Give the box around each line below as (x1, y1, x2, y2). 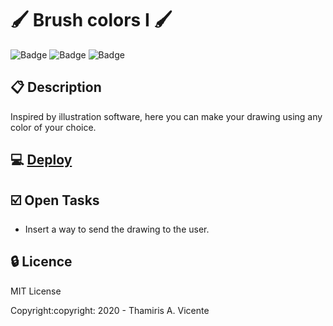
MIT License (10, 285, 62, 297)
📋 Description (10, 79, 102, 96)
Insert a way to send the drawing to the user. (24, 223, 210, 235)
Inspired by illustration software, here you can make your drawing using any (10, 110, 323, 122)
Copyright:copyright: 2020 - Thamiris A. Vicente (10, 304, 210, 316)
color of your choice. (10, 121, 97, 133)
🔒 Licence (10, 253, 73, 271)
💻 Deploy (10, 152, 73, 169)
